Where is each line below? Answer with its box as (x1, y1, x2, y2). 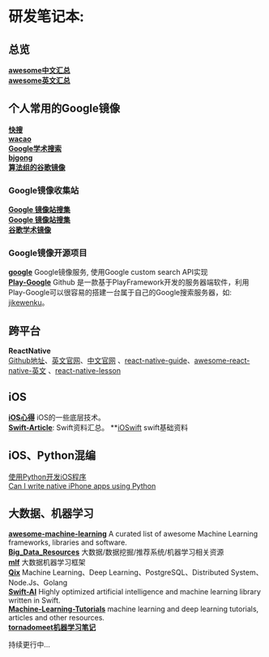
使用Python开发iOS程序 (8, 472, 87, 481)
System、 (230, 567, 263, 577)
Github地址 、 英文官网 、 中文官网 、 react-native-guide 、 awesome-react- (8, 355, 250, 366)
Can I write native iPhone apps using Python (8, 481, 156, 490)
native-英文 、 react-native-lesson (8, 366, 122, 376)
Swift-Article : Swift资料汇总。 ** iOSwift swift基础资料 (8, 423, 189, 433)
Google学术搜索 (8, 143, 62, 153)
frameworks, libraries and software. (8, 537, 127, 547)
